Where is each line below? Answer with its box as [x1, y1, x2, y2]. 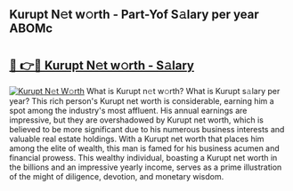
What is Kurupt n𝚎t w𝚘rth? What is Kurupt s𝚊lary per [85, 86, 281, 96]
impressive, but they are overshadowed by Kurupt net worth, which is [9, 115, 265, 125]
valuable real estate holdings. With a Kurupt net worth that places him [9, 133, 265, 144]
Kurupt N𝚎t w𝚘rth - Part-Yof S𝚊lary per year [9, 7, 260, 22]
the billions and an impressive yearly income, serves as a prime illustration [9, 162, 282, 172]
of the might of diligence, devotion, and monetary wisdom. [9, 171, 224, 181]
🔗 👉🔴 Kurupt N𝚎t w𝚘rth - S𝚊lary [9, 58, 194, 73]
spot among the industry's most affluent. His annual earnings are [9, 106, 248, 115]
